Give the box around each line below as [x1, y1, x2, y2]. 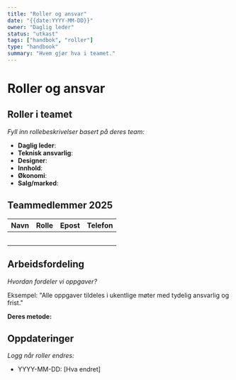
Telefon [86, 220, 113, 230]
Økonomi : [17, 171, 47, 179]
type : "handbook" [7, 43, 59, 50]
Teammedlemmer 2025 [7, 199, 113, 211]
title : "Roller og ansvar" [7, 10, 87, 18]
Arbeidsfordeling [7, 258, 85, 270]
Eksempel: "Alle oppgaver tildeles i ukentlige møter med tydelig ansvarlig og [7, 291, 229, 299]
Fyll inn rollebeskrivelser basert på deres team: [7, 127, 145, 135]
